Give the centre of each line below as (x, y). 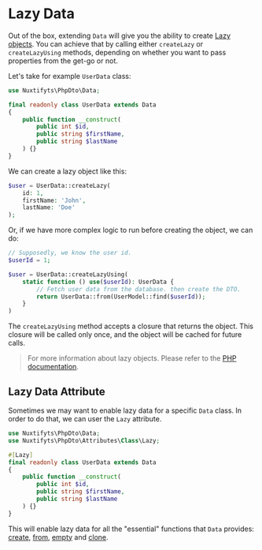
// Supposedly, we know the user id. (70, 253)
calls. (17, 343)
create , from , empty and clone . (58, 537)
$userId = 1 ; (30, 260)
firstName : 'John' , (54, 200)
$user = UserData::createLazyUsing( (68, 274)
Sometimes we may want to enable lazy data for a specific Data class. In (125, 410)
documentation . (53, 367)
